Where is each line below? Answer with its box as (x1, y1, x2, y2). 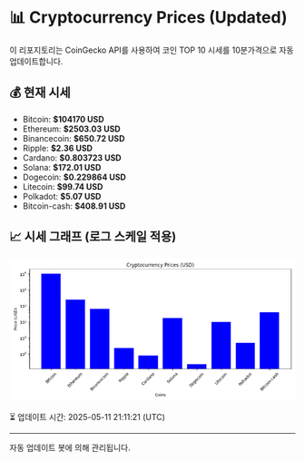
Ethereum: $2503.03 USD (22, 123, 121, 134)
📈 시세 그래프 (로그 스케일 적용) (9, 229, 177, 245)
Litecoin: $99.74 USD (22, 181, 103, 191)
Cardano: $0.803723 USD (22, 152, 122, 163)
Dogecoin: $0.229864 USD (22, 172, 127, 182)
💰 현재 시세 (9, 85, 71, 101)
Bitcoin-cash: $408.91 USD (22, 201, 126, 211)
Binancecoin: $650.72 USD (22, 132, 125, 143)
